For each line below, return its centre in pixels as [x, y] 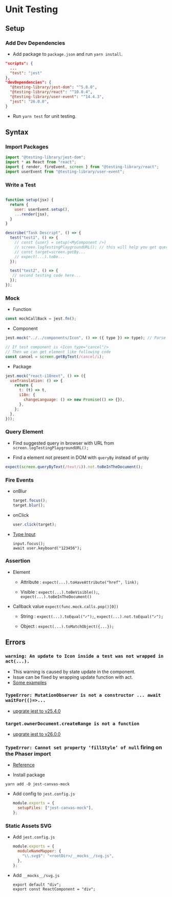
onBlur [20, 491]
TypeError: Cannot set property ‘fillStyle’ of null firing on [84, 747]
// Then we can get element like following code [58, 352]
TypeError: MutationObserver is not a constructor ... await [83, 695]
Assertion [18, 561]
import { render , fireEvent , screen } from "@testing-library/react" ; [82, 167]
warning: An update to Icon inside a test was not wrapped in [84, 656]
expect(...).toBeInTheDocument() [56, 597]
